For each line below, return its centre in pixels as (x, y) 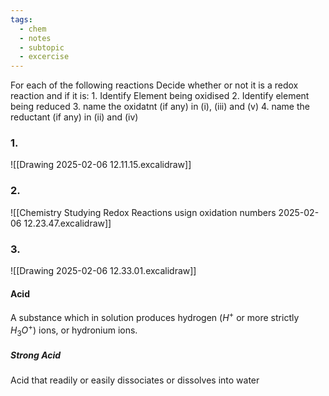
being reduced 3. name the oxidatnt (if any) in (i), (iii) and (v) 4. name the (160, 107)
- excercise (44, 57)
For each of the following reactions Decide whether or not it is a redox (154, 85)
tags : (21, 19)
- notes (35, 38)
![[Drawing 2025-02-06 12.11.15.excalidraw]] (101, 165)
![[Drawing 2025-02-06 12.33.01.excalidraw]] (103, 271)
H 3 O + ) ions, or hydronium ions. (74, 330)
